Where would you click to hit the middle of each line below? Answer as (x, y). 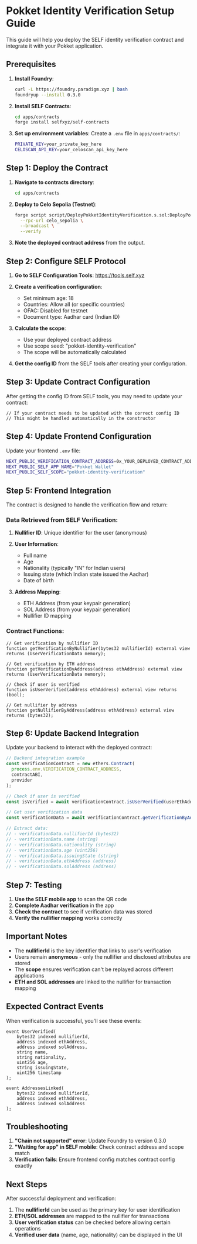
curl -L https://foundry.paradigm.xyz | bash (71, 89)
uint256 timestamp (39, 1073)
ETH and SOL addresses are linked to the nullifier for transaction (93, 982)
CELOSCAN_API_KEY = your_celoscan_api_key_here (71, 150)
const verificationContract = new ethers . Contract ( (70, 764)
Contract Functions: (35, 631)
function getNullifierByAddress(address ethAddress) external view (90, 710)
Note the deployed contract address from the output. (80, 243)
